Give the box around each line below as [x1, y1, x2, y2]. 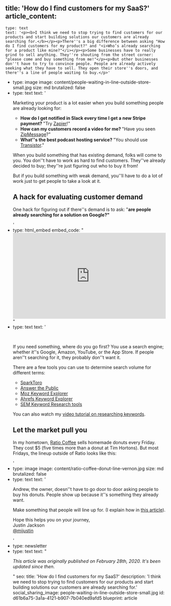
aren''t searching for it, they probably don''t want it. [12, 354, 121, 361]
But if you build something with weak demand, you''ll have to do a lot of [12, 173, 163, 179]
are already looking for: [12, 105, 62, 111]
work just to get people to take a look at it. [12, 178, 101, 184]
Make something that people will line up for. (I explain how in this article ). [12, 507, 166, 513]
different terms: [12, 369, 46, 376]
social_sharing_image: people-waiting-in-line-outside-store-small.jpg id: [12, 589, 165, 595]
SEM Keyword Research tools [20, 401, 82, 407]
